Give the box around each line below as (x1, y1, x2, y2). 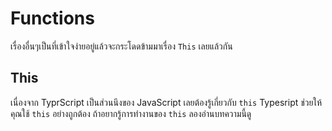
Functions (10, 7, 95, 30)
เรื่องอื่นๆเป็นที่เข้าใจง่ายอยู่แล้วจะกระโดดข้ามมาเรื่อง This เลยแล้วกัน (10, 40, 233, 52)
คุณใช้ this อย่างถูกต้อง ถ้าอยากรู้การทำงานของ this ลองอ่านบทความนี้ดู (10, 107, 252, 119)
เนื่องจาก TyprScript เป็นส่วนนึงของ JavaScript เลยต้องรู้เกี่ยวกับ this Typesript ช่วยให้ (10, 96, 323, 108)
